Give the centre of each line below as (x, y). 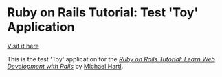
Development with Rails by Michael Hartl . (65, 66)
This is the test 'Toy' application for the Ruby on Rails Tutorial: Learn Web (111, 59)
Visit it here (23, 46)
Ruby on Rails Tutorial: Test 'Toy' (103, 13)
